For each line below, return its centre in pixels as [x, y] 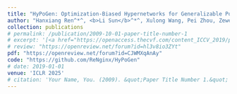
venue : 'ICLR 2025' [36, 73]
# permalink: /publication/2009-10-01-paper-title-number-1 [98, 34]
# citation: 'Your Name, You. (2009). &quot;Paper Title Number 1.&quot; [118, 80]
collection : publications [45, 27]
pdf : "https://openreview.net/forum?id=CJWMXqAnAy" [85, 54]
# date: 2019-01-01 [36, 66]
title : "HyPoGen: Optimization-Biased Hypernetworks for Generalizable [115, 14]
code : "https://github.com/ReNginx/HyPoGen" [74, 60]
